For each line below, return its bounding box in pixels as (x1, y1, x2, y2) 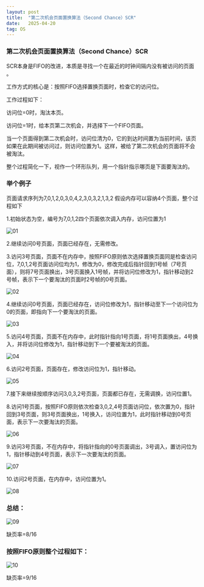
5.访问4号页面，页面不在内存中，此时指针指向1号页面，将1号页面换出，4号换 (6, 333, 199, 340)
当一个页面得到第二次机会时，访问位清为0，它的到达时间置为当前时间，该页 (6, 135, 197, 142)
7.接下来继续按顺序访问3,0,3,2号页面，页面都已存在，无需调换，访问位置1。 (6, 390, 195, 397)
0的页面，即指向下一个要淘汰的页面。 (6, 308, 100, 315)
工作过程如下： (6, 96, 44, 103)
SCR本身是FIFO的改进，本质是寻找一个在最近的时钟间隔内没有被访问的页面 (6, 62, 195, 69)
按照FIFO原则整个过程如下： (6, 547, 90, 556)
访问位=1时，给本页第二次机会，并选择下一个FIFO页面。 (6, 121, 147, 129)
